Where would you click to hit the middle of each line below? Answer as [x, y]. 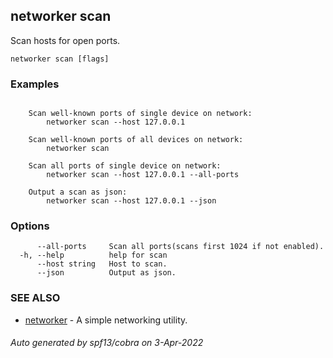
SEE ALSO [35, 298]
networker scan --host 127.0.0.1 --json [131, 201]
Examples [35, 84]
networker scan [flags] [60, 59]
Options [30, 226]
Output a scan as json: [78, 192]
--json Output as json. [106, 273]
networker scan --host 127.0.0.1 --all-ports [143, 175]
